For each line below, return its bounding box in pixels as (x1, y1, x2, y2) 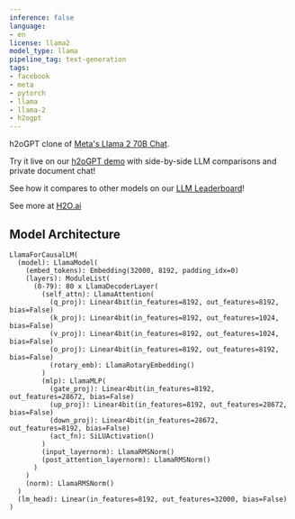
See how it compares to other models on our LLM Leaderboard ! (9, 183, 246, 194)
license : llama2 (9, 38, 70, 48)
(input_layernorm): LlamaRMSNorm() (41, 447, 175, 456)
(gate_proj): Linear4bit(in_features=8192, (49, 384, 216, 393)
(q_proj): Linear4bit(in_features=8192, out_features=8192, (49, 297, 280, 306)
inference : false (9, 13, 75, 23)
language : (9, 22, 47, 31)
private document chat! (9, 166, 96, 177)
